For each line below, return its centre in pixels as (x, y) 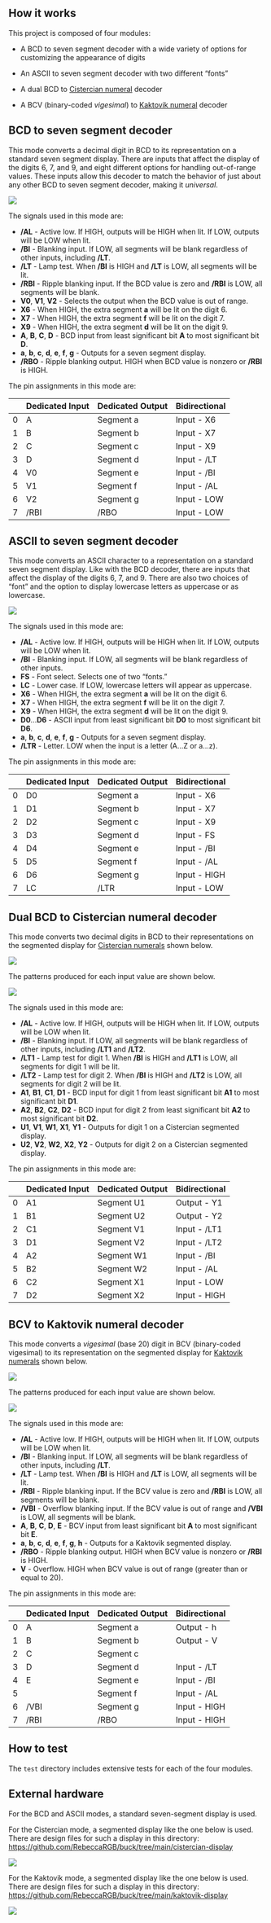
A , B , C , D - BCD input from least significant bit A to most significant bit (140, 335)
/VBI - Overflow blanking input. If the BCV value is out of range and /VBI (142, 1508)
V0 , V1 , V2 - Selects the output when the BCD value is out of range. (134, 301)
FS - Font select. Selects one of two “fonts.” (94, 677)
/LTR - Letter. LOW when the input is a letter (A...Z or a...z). (119, 746)
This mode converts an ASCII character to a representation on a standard (131, 560)
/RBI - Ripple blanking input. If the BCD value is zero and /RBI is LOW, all (141, 283)
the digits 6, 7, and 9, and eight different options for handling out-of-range (132, 167)
